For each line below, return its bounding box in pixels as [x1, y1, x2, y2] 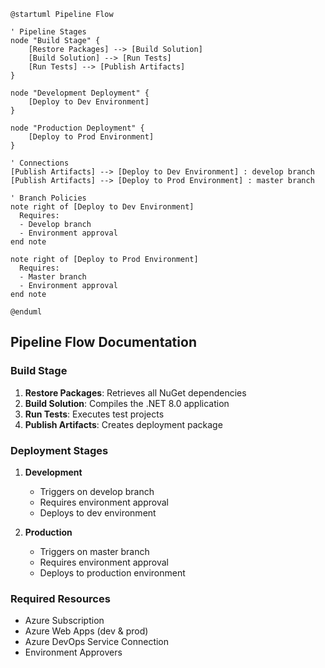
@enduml [10, 307, 43, 317]
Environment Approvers [24, 646, 123, 659]
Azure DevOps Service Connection [24, 636, 170, 648]
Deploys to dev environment [39, 506, 157, 519]
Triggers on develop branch [39, 485, 155, 497]
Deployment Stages [10, 443, 109, 457]
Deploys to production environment [39, 566, 186, 579]
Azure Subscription [24, 615, 105, 627]
